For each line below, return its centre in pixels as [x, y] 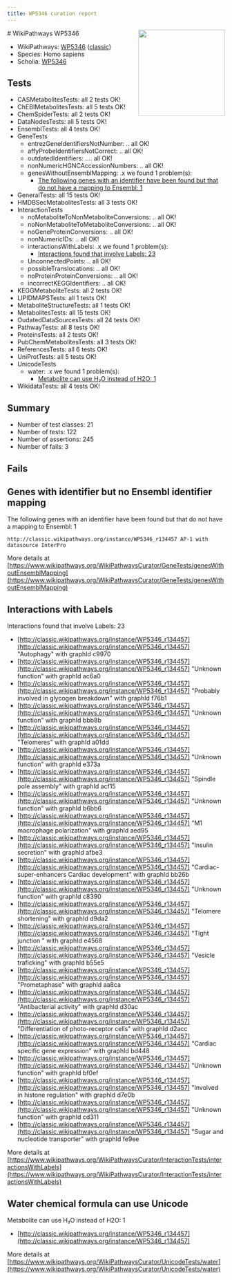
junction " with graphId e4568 [60, 940]
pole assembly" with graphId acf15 [66, 786]
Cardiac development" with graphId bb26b [129, 875]
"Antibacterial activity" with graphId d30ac [77, 1007]
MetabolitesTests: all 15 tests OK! [64, 313]
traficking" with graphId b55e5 [61, 963]
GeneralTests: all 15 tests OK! [59, 195]
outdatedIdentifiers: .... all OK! [70, 158]
